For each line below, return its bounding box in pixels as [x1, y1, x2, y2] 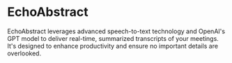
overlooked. [7, 49, 42, 57]
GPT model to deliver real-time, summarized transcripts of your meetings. [7, 34, 219, 42]
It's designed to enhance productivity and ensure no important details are [7, 42, 218, 50]
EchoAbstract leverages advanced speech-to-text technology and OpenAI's [7, 27, 225, 35]
